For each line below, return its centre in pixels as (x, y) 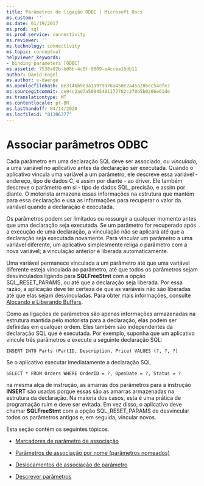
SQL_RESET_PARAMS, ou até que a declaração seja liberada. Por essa (94, 282)
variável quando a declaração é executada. (60, 207)
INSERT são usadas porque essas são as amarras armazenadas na (90, 391)
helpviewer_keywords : (34, 57)
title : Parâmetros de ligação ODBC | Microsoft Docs (75, 12)
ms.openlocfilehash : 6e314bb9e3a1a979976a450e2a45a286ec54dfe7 (88, 86)
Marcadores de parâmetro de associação (67, 441)
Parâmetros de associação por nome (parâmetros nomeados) (93, 453)
